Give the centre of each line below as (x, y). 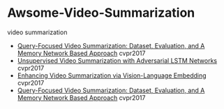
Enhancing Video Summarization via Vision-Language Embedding (112, 75)
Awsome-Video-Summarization (101, 13)
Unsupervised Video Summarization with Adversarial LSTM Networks (117, 60)
